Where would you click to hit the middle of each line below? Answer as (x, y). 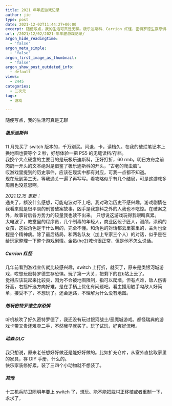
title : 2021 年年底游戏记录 (33, 10)
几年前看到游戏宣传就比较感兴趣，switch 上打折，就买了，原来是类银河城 (82, 267)
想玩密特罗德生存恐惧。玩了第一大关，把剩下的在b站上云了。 (83, 274)
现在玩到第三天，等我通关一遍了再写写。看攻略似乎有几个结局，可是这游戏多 (86, 179)
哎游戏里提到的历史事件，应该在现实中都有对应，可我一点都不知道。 (77, 173)
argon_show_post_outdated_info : (40, 67)
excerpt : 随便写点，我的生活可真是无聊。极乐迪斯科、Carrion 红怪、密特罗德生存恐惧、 (88, 29)
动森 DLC (15, 338)
